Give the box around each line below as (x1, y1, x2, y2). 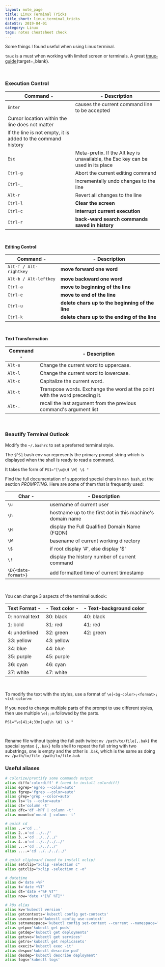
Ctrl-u (7, 303, 23, 309)
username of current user (50, 501, 109, 508)
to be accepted (75, 107, 110, 114)
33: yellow (7, 637, 32, 644)
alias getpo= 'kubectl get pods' (5, 925, 71, 931)
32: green (46, 629, 69, 636)
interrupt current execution (75, 208, 140, 215)
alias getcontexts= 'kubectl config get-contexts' (5, 912, 109, 916)
